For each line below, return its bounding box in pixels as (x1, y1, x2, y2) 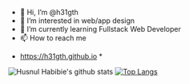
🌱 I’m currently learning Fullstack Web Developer (19, 25, 182, 33)
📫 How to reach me (19, 33, 86, 43)
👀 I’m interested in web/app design (19, 16, 135, 25)
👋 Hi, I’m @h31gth (19, 8, 78, 17)
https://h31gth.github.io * (19, 52, 103, 61)
